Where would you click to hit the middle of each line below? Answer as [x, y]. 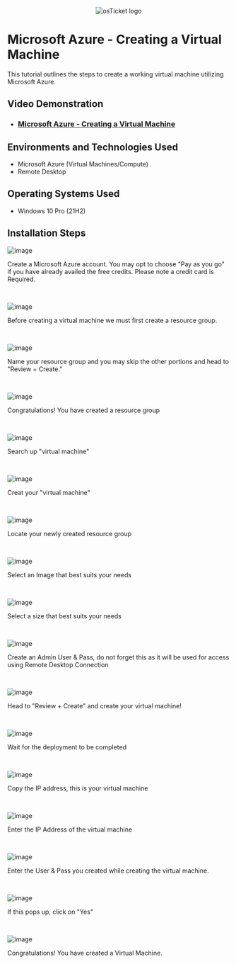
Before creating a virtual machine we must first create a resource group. [112, 320]
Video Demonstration [55, 104]
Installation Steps [47, 233]
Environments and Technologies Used [93, 147]
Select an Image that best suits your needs [70, 574]
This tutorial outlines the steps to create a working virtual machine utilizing [116, 74]
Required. [22, 279]
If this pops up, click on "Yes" [51, 912]
